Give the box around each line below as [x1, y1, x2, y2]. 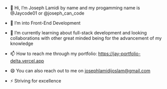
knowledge [10, 40, 34, 47]
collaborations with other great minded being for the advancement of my [10, 35, 162, 41]
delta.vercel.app [10, 58, 45, 64]
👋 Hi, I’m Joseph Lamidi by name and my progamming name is [10, 5, 140, 11]
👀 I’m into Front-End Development [10, 20, 81, 26]
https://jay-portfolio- [98, 51, 141, 57]
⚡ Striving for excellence [10, 78, 62, 83]
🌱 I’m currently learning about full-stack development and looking [10, 30, 147, 35]
